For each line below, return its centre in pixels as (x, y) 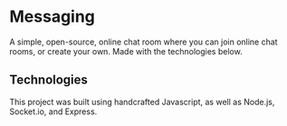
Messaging (52, 17)
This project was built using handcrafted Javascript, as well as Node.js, (142, 102)
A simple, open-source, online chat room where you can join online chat (143, 42)
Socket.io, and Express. (53, 111)
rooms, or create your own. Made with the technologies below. (126, 51)
